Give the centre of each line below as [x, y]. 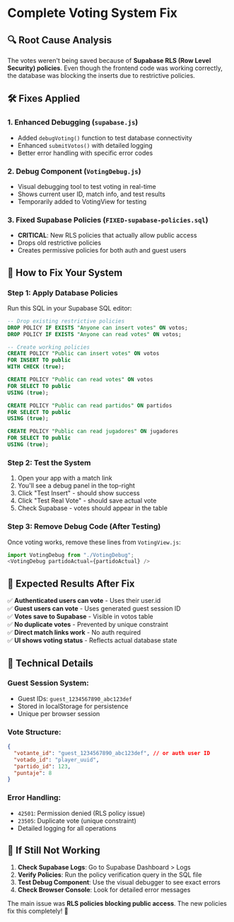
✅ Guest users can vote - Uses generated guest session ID [94, 609]
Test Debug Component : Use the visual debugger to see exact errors [119, 882]
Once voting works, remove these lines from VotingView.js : [94, 542]
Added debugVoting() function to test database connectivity [105, 138]
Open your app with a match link [65, 478]
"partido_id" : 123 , [42, 766]
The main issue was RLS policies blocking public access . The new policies [117, 904]
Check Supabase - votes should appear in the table [93, 508]
